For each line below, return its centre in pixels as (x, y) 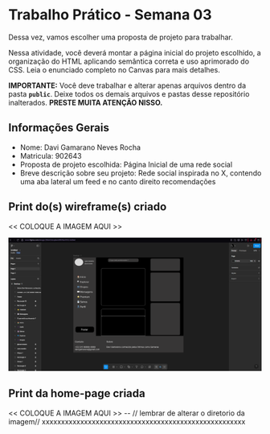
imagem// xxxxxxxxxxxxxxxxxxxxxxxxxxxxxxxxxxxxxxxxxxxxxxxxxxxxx (127, 421)
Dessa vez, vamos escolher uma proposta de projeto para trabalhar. (121, 37)
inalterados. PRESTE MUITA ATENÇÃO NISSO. (86, 102)
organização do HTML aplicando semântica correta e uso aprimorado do (129, 61)
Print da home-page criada (77, 393)
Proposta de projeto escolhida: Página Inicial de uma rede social (126, 164)
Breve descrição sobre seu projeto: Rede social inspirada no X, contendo (141, 173)
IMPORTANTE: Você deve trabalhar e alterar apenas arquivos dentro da (127, 85)
